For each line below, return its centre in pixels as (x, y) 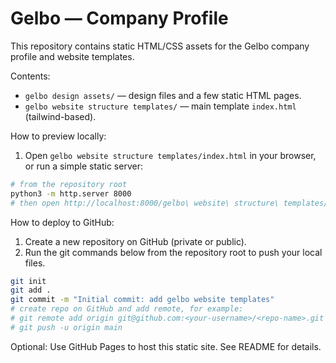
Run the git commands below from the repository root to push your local (173, 252)
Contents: (30, 76)
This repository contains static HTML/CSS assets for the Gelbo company (160, 46)
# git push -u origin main (66, 327)
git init (28, 281)
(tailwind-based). (60, 116)
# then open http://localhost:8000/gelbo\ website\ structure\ (145, 203)
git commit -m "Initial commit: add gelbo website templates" (142, 300)
